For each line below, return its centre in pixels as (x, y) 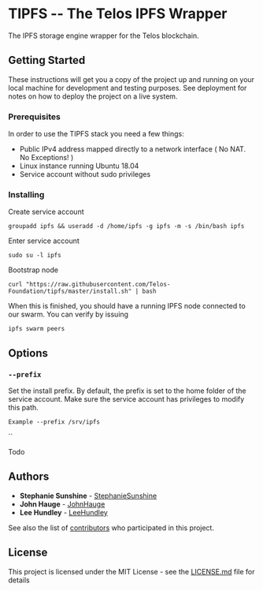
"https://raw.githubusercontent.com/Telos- (98, 285)
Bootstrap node (33, 270)
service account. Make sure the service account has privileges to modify (126, 399)
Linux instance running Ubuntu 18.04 (79, 166)
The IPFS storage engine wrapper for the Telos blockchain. (104, 36)
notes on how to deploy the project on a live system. (93, 96)
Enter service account (44, 241)
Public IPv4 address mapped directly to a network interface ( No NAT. (133, 149)
